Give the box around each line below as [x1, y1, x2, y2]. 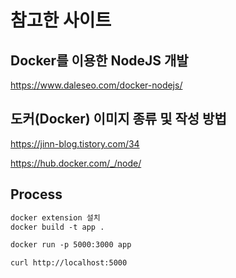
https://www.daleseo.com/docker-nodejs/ [10, 79, 183, 91]
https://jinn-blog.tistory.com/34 [10, 137, 140, 150]
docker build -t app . [10, 222, 105, 232]
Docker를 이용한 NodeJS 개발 [10, 52, 189, 69]
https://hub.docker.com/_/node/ [10, 157, 142, 169]
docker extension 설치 [10, 212, 101, 223]
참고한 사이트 [10, 9, 112, 32]
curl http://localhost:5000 [10, 258, 128, 268]
